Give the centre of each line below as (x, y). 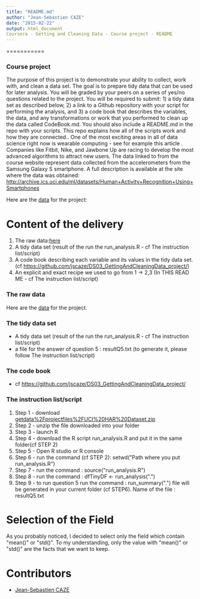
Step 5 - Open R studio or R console (59, 451)
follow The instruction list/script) (55, 355)
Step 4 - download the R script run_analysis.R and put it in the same (99, 438)
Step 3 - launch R (36, 432)
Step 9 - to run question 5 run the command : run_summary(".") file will (102, 483)
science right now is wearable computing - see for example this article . (95, 143)
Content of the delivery (65, 224)
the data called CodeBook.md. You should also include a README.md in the (100, 124)
